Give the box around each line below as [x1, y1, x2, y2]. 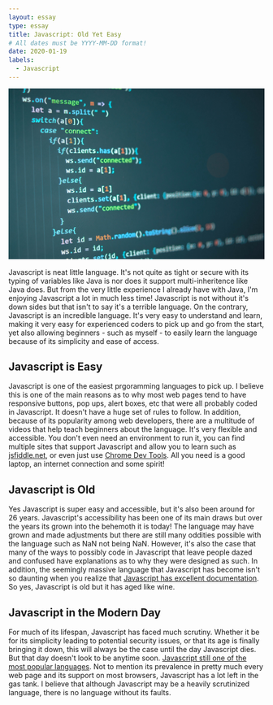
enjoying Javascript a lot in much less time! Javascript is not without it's [8, 293, 249, 302]
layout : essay [8, 13, 57, 21]
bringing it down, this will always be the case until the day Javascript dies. [8, 644, 257, 654]
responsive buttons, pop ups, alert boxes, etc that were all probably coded [8, 398, 258, 408]
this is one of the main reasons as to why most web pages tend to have [8, 390, 247, 400]
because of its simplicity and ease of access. [8, 336, 160, 346]
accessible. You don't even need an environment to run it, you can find [8, 433, 245, 443]
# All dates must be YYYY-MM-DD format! [8, 39, 148, 47]
